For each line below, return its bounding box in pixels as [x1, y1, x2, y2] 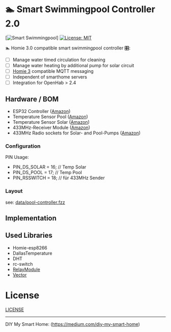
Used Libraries [5, 231, 52, 240]
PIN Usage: [5, 154, 29, 160]
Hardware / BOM [5, 95, 59, 103]
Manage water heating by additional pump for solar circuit [12, 63, 134, 68]
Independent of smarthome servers [12, 74, 88, 80]
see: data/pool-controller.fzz [5, 199, 65, 205]
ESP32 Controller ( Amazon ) [12, 108, 71, 115]
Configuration [5, 143, 41, 150]
